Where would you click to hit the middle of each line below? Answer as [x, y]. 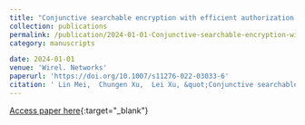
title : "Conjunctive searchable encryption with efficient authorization [152, 18]
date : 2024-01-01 [42, 60]
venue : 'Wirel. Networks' [58, 68]
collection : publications [58, 26]
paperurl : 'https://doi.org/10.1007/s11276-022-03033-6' [119, 77]
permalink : [30, 34]
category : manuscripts [52, 43]
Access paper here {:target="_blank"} [79, 111]
